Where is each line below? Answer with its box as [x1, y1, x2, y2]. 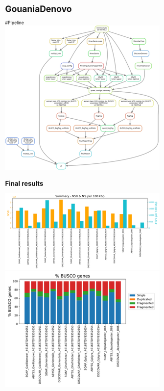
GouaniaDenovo [5, 3, 72, 15]
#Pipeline [5, 20, 24, 26]
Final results [5, 180, 44, 188]
